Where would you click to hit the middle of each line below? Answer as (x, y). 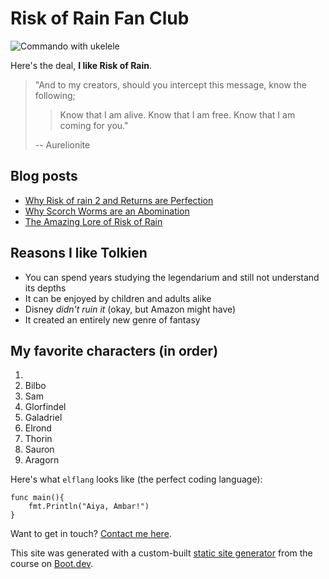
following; (55, 95)
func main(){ (37, 498)
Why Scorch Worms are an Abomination (107, 211)
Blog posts (44, 176)
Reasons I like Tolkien (79, 253)
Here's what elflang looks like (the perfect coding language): (136, 479)
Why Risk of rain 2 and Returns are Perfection (119, 200)
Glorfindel (45, 407)
